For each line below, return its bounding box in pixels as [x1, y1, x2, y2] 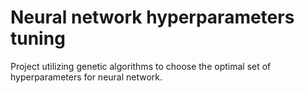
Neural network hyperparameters [10, 6, 295, 29]
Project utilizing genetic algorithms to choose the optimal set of [10, 60, 272, 72]
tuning [10, 27, 66, 50]
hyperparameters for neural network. [10, 71, 163, 83]
